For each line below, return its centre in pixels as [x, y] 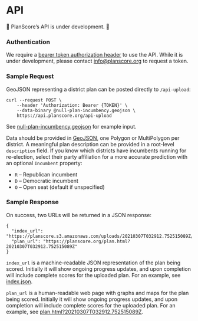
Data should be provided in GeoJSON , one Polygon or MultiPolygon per [93, 138]
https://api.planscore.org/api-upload [64, 116]
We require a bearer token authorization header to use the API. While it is [95, 55]
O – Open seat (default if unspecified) [60, 187]
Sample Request [30, 76]
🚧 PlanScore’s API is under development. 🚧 [58, 27]
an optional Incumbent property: [44, 163]
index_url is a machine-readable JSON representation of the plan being [93, 263]
